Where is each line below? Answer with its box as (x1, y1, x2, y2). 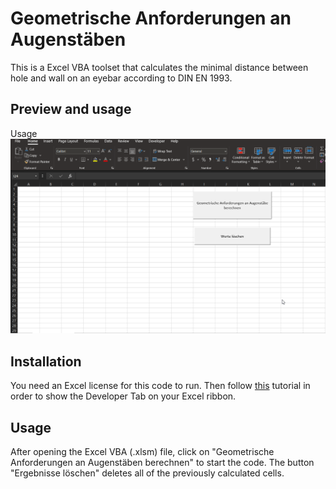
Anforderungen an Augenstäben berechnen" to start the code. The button (10, 456, 315, 468)
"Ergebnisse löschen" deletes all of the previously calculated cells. (10, 467, 285, 479)
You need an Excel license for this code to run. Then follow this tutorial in (10, 380, 311, 392)
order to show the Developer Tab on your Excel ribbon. (10, 390, 237, 402)
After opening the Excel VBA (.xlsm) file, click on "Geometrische (10, 445, 275, 457)
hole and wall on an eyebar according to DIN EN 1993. (10, 72, 233, 84)
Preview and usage (10, 101, 132, 118)
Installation (10, 353, 82, 370)
